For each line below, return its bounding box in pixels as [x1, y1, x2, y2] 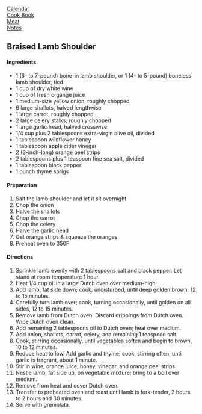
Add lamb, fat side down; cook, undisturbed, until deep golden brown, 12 [15, 286, 196, 293]
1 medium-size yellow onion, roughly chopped [15, 97, 130, 105]
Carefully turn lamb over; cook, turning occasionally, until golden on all [15, 299, 191, 306]
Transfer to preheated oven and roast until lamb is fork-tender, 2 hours [15, 388, 191, 395]
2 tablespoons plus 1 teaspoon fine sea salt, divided [15, 155, 144, 162]
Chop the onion [15, 201, 54, 208]
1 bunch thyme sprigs [15, 168, 69, 175]
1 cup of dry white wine [15, 84, 74, 92]
